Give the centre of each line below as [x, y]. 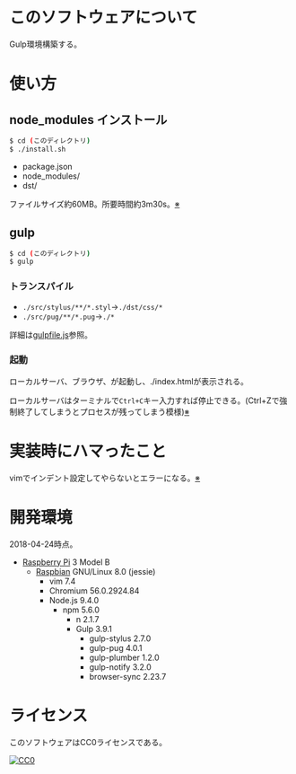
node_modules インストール [88, 120]
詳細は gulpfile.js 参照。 [51, 334]
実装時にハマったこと [88, 451]
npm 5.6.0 [81, 610]
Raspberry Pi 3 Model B [66, 562]
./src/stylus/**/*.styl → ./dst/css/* [92, 306]
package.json [48, 166]
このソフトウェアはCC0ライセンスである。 [88, 742]
